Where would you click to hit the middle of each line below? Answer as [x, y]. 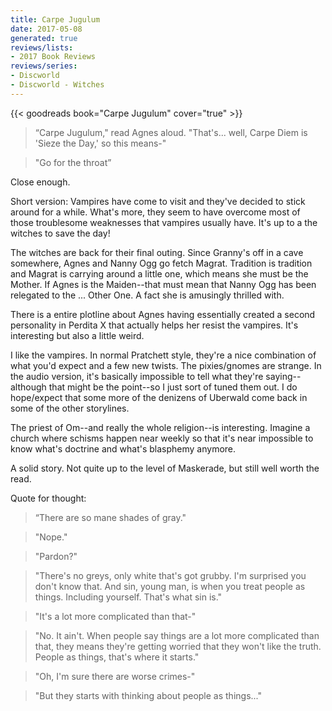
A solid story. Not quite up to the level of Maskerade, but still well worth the [165, 468]
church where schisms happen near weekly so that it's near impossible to [162, 438]
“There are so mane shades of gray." [110, 517]
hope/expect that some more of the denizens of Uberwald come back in [159, 397]
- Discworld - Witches [57, 85]
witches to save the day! [60, 233]
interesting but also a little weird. [77, 335]
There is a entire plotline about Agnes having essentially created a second [163, 314]
